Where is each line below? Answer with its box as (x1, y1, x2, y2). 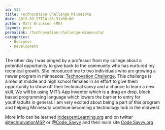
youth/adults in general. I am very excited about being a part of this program (5, 99, 160, 105)
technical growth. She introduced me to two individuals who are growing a (5, 67, 156, 74)
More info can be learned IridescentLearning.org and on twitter (5, 114, 133, 120)
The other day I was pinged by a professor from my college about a (5, 57, 142, 63)
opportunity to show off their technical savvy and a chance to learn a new (5, 83, 155, 89)
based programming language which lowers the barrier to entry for (5, 94, 141, 100)
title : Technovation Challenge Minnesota (5, 12, 92, 17)
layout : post (5, 26, 32, 31)
